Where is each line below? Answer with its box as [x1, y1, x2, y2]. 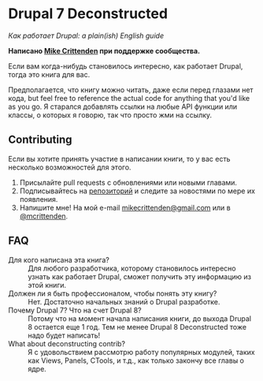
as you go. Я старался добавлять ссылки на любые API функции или [8, 102, 238, 111]
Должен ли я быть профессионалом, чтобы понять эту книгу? [8, 289, 217, 298]
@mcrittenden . [19, 211, 69, 221]
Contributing [8, 133, 72, 147]
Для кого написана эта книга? [8, 255, 110, 264]
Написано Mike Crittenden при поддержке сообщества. [8, 46, 201, 55]
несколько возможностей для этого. [8, 162, 131, 172]
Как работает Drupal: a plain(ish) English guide [8, 31, 164, 40]
